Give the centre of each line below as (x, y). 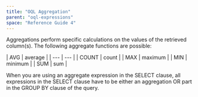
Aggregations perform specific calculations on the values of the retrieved (97, 40)
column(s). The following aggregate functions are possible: (79, 46)
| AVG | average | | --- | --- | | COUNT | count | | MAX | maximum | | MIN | (97, 58)
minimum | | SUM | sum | (37, 64)
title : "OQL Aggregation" (38, 12)
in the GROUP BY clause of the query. (53, 88)
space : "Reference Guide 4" (41, 23)
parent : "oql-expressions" (40, 17)
